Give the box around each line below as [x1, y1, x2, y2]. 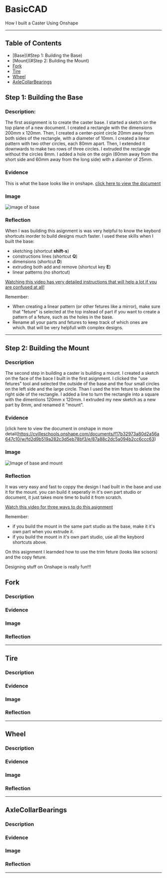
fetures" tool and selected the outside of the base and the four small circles [5, 381, 160, 387]
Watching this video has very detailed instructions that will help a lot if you [5, 279, 158, 285]
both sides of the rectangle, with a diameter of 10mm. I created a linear [5, 136, 150, 142]
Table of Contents [5, 39, 62, 48]
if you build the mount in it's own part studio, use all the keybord [12, 534, 144, 540]
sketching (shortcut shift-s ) [12, 248, 70, 254]
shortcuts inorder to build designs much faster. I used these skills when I [5, 233, 154, 239]
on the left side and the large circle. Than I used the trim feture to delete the [5, 386, 160, 392]
